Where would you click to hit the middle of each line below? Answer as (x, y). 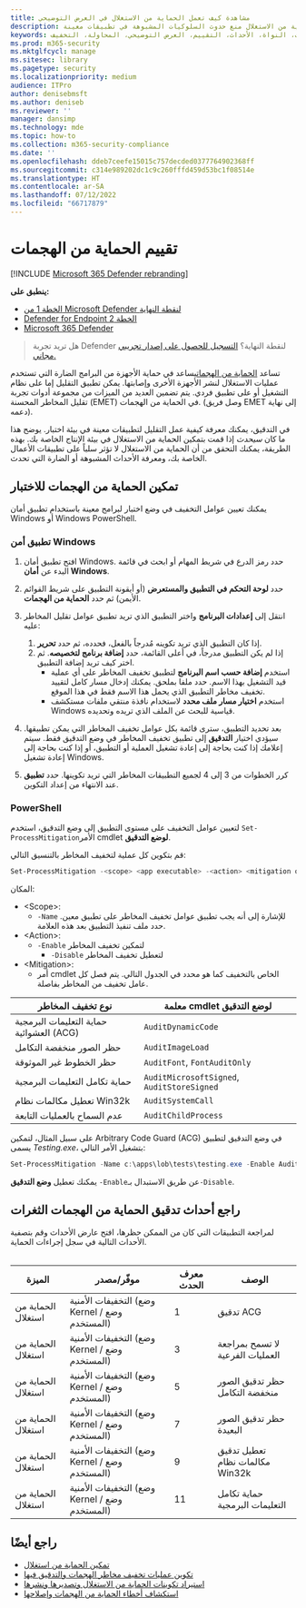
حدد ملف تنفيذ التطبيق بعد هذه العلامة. (101, 926)
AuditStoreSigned (181, 1087)
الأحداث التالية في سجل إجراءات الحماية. (79, 1241)
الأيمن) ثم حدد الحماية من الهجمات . (82, 598)
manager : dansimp (43, 119)
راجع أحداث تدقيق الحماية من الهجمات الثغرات (125, 1210)
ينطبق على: (30, 291)
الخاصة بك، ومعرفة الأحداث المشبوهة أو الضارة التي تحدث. (109, 458)
